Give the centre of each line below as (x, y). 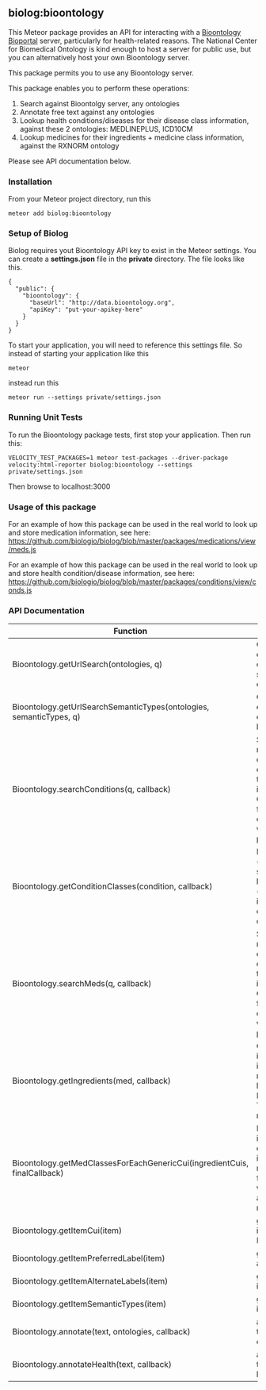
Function (131, 632)
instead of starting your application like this (78, 354)
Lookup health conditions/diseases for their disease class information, (134, 120)
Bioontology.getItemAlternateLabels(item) (90, 1281)
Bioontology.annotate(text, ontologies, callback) (101, 1332)
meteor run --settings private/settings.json (84, 397)
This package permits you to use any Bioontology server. (101, 73)
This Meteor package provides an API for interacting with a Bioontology (125, 32)
